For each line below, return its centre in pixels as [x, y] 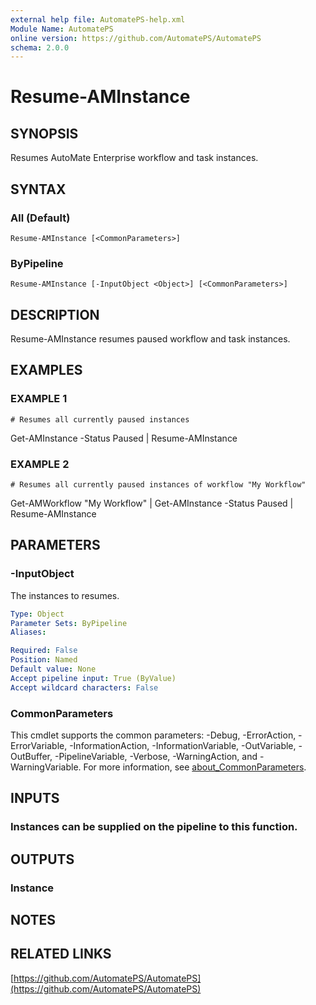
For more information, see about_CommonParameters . [195, 767]
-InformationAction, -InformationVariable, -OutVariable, [183, 746]
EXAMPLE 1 [39, 399]
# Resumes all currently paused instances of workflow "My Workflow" [158, 485]
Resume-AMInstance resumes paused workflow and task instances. [150, 339]
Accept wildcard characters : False [84, 687]
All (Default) [40, 218]
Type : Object [37, 614]
